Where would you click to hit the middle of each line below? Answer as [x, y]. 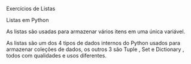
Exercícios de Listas [31, 9]
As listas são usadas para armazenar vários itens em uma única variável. [96, 31]
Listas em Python [28, 20]
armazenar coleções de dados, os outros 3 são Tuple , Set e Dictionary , [95, 49]
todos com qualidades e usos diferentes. [56, 55]
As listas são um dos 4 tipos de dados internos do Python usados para [93, 43]
